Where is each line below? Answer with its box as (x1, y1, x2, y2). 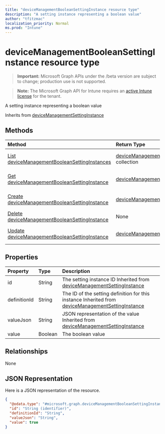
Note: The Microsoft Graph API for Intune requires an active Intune (17, 88, 152, 94)
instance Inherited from (62, 296, 116, 303)
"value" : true (9, 420, 38, 425)
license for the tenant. (17, 93, 62, 99)
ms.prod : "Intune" (5, 26, 43, 30)
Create (7, 192, 24, 199)
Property (7, 268, 29, 274)
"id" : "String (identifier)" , (9, 406, 71, 411)
